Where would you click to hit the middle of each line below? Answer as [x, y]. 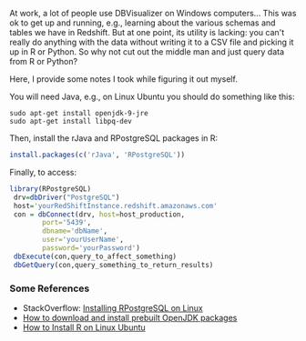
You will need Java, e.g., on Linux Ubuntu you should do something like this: [152, 96]
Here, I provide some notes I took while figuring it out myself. [124, 79]
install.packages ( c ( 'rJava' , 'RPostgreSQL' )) [97, 155]
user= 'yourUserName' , [83, 240]
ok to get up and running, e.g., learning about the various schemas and [143, 23]
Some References [50, 288]
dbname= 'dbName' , [75, 231]
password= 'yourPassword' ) [92, 248]
